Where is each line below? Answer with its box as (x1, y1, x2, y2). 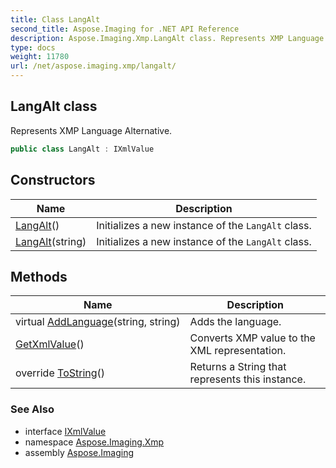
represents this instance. (189, 372, 307, 386)
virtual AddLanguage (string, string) (15, 315, 181, 329)
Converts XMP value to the (189, 331, 316, 345)
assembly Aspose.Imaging (24, 446, 135, 458)
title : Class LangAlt (10, 14, 101, 25)
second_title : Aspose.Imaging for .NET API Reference (10, 24, 240, 34)
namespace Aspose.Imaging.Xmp (24, 436, 165, 448)
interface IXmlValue (24, 425, 107, 437)
